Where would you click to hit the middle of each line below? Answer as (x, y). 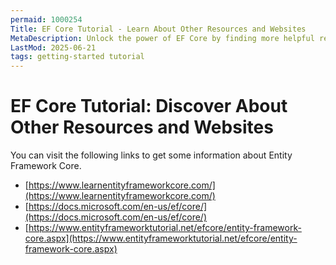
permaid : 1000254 (46, 19)
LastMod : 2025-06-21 (53, 47)
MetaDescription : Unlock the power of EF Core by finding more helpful (162, 38)
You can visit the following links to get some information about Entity (151, 155)
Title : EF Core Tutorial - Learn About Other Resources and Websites (158, 29)
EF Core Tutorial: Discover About (149, 106)
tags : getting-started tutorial (77, 57)
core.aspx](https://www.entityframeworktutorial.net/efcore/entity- (161, 238)
